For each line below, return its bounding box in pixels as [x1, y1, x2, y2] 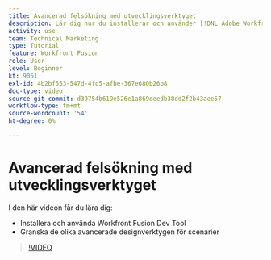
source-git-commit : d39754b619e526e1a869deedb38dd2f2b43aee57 [8, 94, 222, 103]
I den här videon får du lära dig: [8, 203, 113, 212]
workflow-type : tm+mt [8, 102, 81, 110]
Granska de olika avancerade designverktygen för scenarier [19, 227, 220, 237]
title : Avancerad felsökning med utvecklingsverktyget [8, 11, 197, 20]
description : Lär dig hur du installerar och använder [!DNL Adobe [8, 19, 240, 27]
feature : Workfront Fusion [8, 49, 99, 57]
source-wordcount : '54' [8, 110, 89, 118]
